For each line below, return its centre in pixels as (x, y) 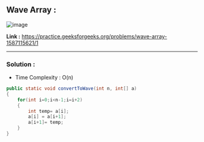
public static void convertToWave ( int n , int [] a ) (72, 89)
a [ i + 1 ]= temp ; (46, 123)
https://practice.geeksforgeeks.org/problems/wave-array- (94, 36)
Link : (13, 36)
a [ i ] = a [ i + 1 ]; (47, 117)
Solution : (21, 64)
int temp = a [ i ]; (49, 111)
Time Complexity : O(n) (44, 78)
